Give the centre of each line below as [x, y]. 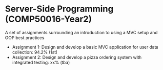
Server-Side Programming [59, 9]
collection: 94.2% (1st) [35, 52]
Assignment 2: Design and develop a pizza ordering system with [77, 57]
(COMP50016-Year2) [49, 19]
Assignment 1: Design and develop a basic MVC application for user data [85, 47]
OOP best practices [25, 38]
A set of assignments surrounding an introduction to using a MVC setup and [81, 32]
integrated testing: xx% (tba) [41, 62]
